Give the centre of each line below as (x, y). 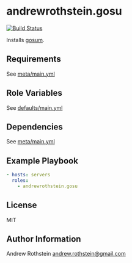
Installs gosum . (25, 40)
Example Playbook (42, 161)
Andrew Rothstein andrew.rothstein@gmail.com (66, 254)
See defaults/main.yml (35, 107)
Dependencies (35, 127)
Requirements (34, 59)
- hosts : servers (28, 175)
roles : (20, 181)
